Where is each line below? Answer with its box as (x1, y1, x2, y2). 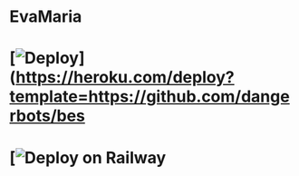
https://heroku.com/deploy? (15, 67, 235, 88)
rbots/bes (9, 106, 86, 126)
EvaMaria (9, 6, 82, 27)
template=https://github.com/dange (9, 86, 290, 107)
